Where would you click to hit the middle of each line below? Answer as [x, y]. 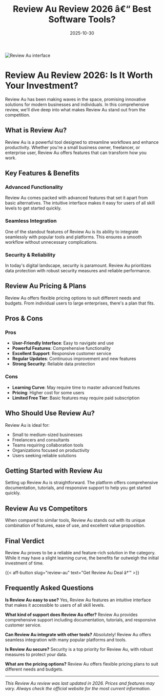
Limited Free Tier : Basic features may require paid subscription [76, 398]
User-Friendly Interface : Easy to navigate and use [63, 343]
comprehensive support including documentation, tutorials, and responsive [81, 619]
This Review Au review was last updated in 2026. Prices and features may [80, 683]
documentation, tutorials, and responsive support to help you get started [78, 488]
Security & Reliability [30, 255]
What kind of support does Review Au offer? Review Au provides [72, 615]
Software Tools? [82, 19]
